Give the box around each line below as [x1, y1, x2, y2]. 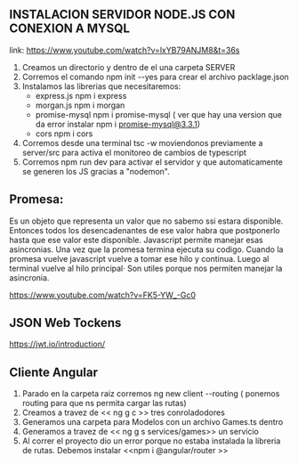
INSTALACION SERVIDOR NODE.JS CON [9, 7, 236, 22]
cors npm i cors [35, 128, 93, 139]
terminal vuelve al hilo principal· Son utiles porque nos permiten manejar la [9, 263, 283, 273]
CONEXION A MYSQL [9, 21, 131, 37]
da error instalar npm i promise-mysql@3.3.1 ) [35, 118, 201, 129]
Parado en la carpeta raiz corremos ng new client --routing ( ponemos [21, 388, 280, 399]
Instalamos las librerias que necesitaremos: [21, 80, 181, 92]
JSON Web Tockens [9, 315, 122, 330]
